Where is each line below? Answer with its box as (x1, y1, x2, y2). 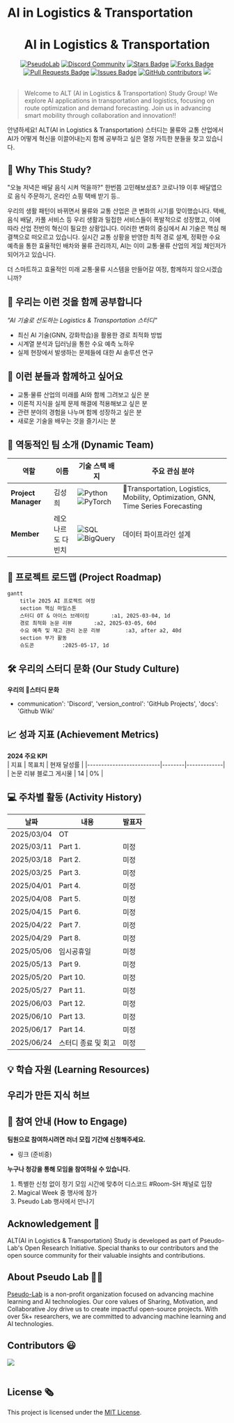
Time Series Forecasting (123, 501, 203, 511)
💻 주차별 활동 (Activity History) (7, 791, 142, 803)
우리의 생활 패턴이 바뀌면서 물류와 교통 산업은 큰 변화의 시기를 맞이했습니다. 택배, (7, 206, 226, 215)
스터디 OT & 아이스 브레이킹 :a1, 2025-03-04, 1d (19, 612, 171, 620)
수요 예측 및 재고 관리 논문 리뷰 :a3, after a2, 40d (19, 627, 182, 634)
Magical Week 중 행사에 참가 (17, 1189, 97, 1197)
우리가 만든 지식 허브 (7, 1090, 90, 1102)
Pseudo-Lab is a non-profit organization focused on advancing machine (7, 1290, 214, 1298)
